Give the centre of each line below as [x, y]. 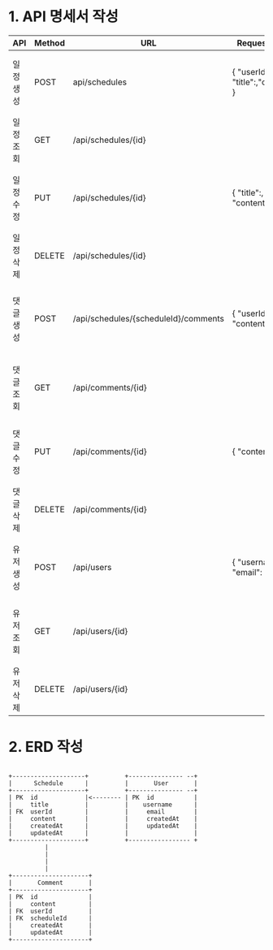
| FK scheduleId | [50, 918]
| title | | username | [103, 805]
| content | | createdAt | [103, 818]
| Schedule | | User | [103, 783]
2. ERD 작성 [46, 747]
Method [50, 43]
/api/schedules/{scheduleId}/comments [149, 318]
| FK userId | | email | [103, 812]
